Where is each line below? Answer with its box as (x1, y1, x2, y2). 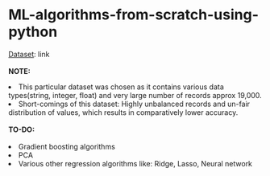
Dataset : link (8, 49, 50, 59)
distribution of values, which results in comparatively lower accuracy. (8, 107, 239, 117)
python (8, 23, 58, 41)
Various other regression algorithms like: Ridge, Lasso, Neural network (19, 158, 252, 168)
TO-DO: (8, 125, 35, 134)
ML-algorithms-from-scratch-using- (8, 6, 260, 24)
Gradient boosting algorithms (19, 141, 115, 151)
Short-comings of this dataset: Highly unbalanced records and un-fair (19, 99, 251, 108)
